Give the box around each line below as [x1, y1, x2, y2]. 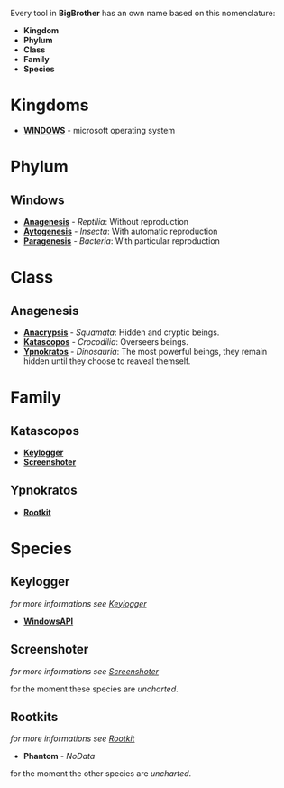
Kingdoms [10, 95, 89, 116]
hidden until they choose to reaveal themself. [23, 356, 191, 366]
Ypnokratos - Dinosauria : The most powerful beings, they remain [23, 346, 268, 357]
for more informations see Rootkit [10, 733, 135, 744]
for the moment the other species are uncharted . [10, 768, 192, 779]
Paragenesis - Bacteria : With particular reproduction [23, 235, 220, 246]
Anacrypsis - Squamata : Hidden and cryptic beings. [23, 327, 220, 338]
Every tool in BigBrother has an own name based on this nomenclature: [10, 8, 276, 18]
